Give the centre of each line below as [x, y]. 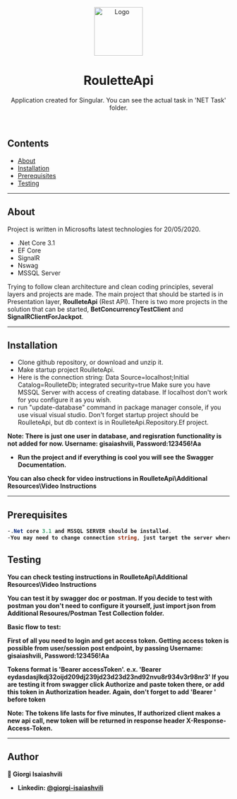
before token [26, 699]
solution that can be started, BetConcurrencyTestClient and [95, 309]
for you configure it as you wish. [64, 400]
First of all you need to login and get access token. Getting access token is [118, 641]
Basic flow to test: [34, 626]
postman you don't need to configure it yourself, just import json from [112, 605]
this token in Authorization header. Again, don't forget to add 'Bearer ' [112, 692]
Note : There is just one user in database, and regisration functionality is [115, 436]
